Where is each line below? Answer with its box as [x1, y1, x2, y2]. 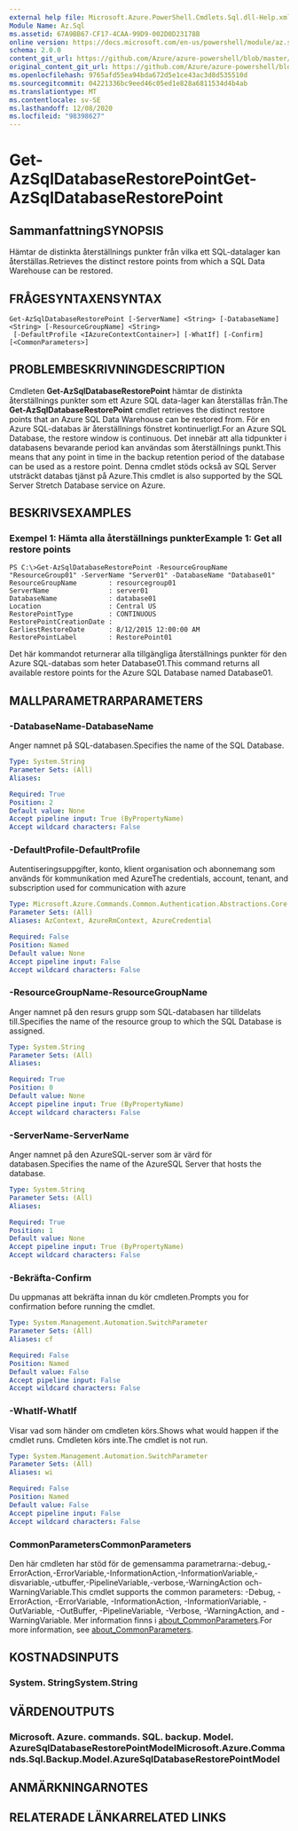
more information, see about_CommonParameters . [9, 1624, 193, 1635]
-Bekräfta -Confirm [9, 1271, 91, 1284]
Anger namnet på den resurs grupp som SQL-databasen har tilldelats [9, 1006, 262, 1017]
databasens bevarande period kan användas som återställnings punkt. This [9, 442, 281, 452]
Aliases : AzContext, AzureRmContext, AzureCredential [9, 916, 213, 925]
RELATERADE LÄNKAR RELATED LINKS [9, 1811, 227, 1826]
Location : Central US [9, 602, 157, 611]
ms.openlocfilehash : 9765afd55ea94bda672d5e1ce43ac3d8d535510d [9, 71, 248, 80]
